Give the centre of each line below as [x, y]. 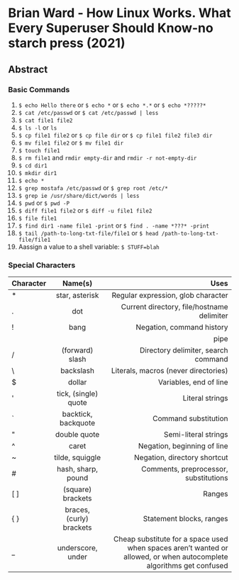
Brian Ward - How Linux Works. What [119, 13]
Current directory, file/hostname [174, 307]
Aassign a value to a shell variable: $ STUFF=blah [89, 247]
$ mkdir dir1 [38, 173]
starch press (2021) [67, 43]
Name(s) [77, 284]
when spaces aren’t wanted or [178, 548]
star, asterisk [77, 296]
